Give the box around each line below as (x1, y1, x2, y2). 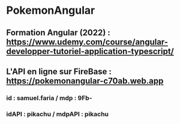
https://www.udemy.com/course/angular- (6, 37, 168, 47)
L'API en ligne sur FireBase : (6, 66, 112, 77)
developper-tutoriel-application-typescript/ (6, 46, 174, 56)
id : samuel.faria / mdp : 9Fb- (6, 93, 92, 102)
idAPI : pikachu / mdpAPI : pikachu (6, 110, 109, 118)
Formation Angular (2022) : (6, 28, 111, 38)
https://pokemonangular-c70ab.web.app (6, 75, 164, 86)
